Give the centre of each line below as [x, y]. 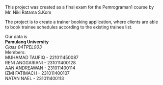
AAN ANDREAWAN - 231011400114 [40, 68]
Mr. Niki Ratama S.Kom [28, 12]
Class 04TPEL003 [24, 47]
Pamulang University [27, 42]
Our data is [16, 37]
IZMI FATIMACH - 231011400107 [37, 73]
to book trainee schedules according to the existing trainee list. [69, 27]
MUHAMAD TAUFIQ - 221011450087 [42, 57]
